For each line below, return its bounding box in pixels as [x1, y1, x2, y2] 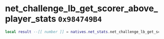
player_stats [5, 13, 56, 24]
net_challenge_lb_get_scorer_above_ [5, 3, 158, 14]
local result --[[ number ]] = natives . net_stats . [5, 29, 110, 34]
